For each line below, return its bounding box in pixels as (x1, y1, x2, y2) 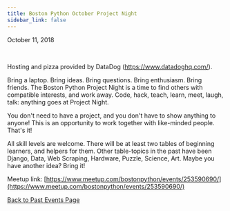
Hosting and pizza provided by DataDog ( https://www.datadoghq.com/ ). (7, 62, 213, 71)
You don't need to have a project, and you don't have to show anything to (7, 111, 216, 120)
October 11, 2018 (7, 35, 55, 44)
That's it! (7, 126, 32, 134)
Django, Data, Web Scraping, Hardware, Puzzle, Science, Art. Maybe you (7, 154, 215, 163)
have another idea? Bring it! (7, 161, 86, 169)
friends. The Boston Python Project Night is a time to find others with (7, 83, 203, 91)
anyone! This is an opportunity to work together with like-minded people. (7, 118, 215, 127)
